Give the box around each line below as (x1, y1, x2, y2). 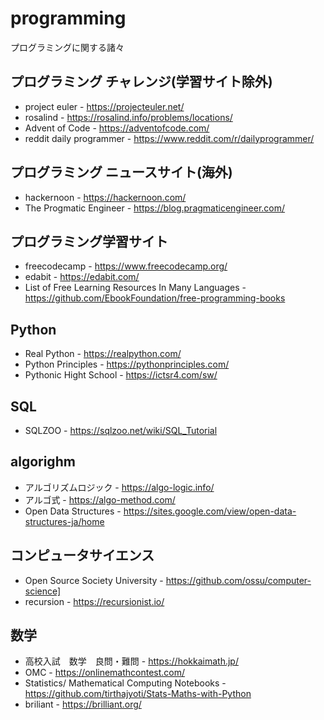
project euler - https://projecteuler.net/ (24, 100, 185, 112)
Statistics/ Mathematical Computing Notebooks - (24, 677, 227, 689)
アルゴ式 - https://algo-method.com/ (24, 493, 176, 506)
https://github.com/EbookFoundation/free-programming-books (24, 292, 286, 304)
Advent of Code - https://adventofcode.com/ (24, 122, 210, 134)
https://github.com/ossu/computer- (165, 574, 312, 586)
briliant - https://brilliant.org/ (24, 698, 142, 711)
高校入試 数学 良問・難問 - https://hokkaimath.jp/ (24, 655, 239, 667)
